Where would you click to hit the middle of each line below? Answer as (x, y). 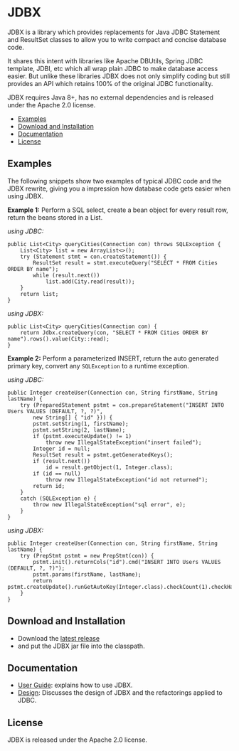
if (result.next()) (62, 461)
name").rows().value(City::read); (59, 339)
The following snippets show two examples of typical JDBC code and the (115, 181)
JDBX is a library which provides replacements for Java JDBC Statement (114, 32)
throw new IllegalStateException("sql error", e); (110, 505)
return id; (49, 486)
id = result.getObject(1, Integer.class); (109, 467)
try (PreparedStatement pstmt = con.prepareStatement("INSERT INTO (122, 405)
